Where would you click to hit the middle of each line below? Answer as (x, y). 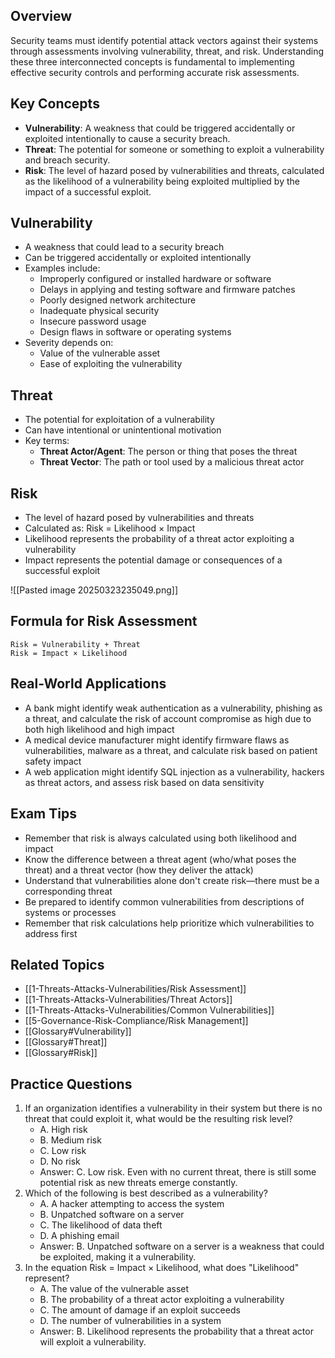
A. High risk (63, 1130)
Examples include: (62, 268)
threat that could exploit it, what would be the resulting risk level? (159, 1119)
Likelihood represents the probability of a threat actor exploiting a (159, 539)
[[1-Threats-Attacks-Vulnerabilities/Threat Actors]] (128, 1000)
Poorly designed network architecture (118, 300)
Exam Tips (43, 814)
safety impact (53, 761)
